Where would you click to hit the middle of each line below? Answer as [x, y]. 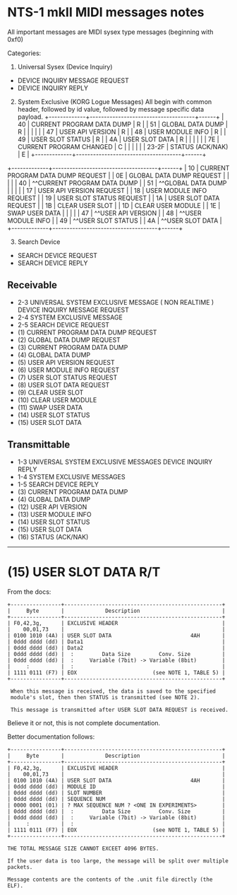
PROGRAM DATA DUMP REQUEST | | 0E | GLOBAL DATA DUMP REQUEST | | [118, 175]
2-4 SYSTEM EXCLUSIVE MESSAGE [70, 317]
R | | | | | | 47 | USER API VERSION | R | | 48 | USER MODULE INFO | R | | [122, 131]
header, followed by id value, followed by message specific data [111, 109]
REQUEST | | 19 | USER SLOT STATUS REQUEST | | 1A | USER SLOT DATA [114, 198]
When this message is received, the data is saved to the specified [113, 691]
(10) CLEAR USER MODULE [57, 399]
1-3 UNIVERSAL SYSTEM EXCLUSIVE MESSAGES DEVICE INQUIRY [115, 462]
